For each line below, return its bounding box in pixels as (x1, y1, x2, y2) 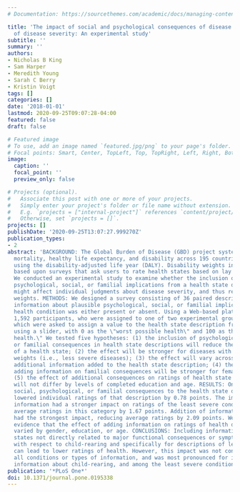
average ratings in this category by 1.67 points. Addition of (14, 408, 206, 415)
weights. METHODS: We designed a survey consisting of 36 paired (14, 294, 213, 302)
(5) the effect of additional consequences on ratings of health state (14, 374, 232, 382)
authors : (7, 50, 34, 57)
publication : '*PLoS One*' (7, 467, 88, 475)
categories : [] (7, 96, 53, 104)
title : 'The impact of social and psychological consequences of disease (7, 23, 232, 31)
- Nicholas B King (7, 56, 62, 64)
